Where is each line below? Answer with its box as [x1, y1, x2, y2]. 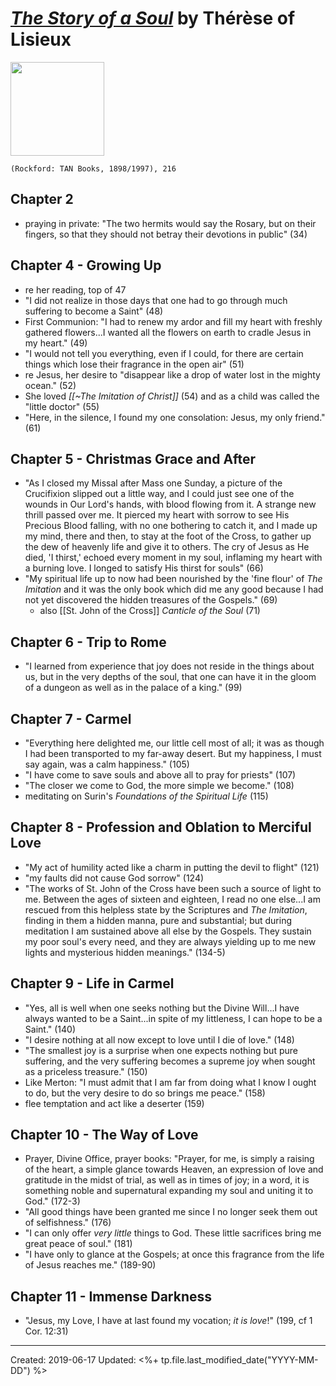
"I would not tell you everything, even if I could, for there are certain [24, 347, 304, 359]
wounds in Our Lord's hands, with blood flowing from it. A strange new [24, 498, 317, 511]
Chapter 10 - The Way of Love [10, 1127, 199, 1144]
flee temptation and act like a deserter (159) [24, 1097, 205, 1109]
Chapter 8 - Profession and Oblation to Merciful [10, 819, 312, 836]
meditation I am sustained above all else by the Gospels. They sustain [24, 925, 312, 937]
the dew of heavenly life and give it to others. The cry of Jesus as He [24, 541, 310, 553]
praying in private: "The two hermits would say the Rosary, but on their [24, 217, 317, 229]
